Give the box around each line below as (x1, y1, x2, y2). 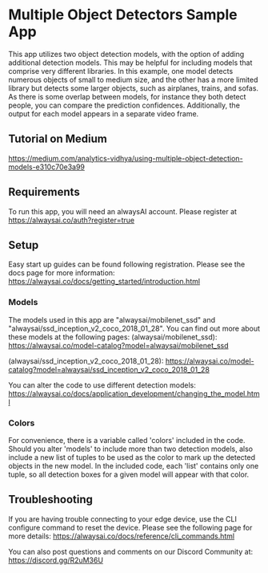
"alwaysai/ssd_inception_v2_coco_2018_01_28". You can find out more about (8, 323, 261, 333)
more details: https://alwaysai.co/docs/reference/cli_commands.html (8, 531, 234, 541)
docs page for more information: (8, 268, 115, 278)
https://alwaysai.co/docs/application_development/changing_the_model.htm (8, 388, 260, 398)
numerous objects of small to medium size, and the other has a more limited (8, 75, 258, 84)
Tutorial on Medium (8, 132, 108, 146)
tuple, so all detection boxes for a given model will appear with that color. (8, 469, 250, 479)
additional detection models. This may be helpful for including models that (8, 58, 253, 67)
